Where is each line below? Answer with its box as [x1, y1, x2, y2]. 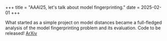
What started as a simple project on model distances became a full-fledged [5, 20, 162, 25]
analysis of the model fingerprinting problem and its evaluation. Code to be [5, 25, 161, 31]
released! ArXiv [5, 30, 37, 36]
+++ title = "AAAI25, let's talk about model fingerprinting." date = [5, 5, 140, 10]
